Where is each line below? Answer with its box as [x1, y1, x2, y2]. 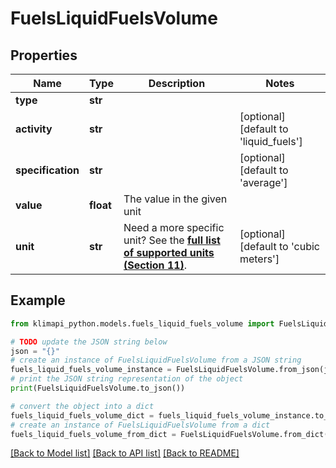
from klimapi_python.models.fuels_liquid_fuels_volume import [10, 318, 275, 329]
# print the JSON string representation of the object [10, 374, 244, 384]
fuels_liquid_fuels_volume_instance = [10, 365, 172, 375]
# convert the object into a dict [10, 401, 155, 411]
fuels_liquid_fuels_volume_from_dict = [10, 429, 177, 439]
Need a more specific [123, 221, 225, 234]
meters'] [239, 252, 280, 266]
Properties [10, 47, 78, 64]
